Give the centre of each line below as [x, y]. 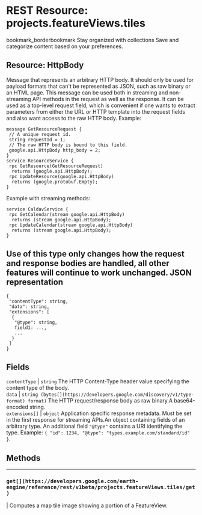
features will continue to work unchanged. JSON [99, 273]
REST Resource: [47, 11]
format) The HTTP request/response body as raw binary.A [100, 401]
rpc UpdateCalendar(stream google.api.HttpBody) [71, 225]
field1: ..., [30, 328]
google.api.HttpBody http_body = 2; [55, 150]
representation [35, 282]
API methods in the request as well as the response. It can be [108, 99]
